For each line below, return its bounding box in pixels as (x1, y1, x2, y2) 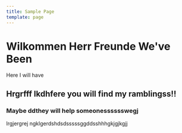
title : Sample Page (6, 8, 55, 15)
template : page (6, 14, 44, 20)
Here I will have (6, 72, 44, 79)
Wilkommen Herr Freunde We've (6, 40, 171, 53)
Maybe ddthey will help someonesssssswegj (6, 106, 139, 115)
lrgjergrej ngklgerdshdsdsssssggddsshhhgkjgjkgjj (6, 120, 128, 127)
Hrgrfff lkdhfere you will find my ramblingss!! (6, 89, 177, 99)
